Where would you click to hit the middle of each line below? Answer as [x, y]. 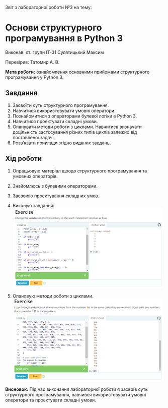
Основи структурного [54, 28]
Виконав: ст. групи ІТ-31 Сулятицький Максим [55, 52]
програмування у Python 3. [34, 77]
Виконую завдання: [33, 205]
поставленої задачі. [34, 137]
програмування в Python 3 [64, 39]
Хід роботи [23, 159]
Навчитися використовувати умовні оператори [63, 110]
